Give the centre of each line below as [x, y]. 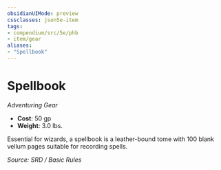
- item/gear [24, 39]
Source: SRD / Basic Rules [44, 160]
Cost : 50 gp [34, 118]
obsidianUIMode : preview [43, 13]
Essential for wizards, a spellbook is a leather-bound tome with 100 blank [111, 139]
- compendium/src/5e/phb [43, 33]
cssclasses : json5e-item [43, 20]
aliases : [20, 45]
